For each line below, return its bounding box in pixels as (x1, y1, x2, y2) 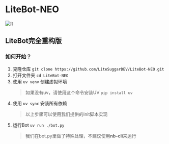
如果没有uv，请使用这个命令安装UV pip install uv (25, 89, 133, 95)
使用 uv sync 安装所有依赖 (12, 100, 67, 106)
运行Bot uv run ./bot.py (12, 122, 65, 128)
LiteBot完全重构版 (5, 37, 62, 45)
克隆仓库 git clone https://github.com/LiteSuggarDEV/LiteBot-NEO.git (12, 65, 164, 72)
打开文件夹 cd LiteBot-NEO (12, 72, 69, 78)
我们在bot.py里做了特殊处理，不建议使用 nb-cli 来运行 (25, 133, 136, 139)
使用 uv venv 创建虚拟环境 (12, 78, 67, 85)
